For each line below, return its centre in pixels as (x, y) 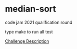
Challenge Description (27, 41)
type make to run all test (29, 32)
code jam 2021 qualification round (39, 22)
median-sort (31, 9)
